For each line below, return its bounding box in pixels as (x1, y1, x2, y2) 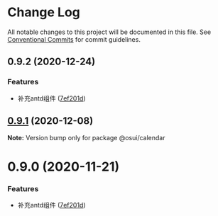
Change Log (7, 4, 80, 21)
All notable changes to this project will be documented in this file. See (7, 28, 212, 36)
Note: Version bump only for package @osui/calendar (7, 134, 165, 142)
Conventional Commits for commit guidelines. (7, 35, 141, 43)
